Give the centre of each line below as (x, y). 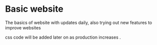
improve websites (23, 27)
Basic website (34, 9)
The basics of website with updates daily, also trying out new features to (79, 22)
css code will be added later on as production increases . (63, 37)
